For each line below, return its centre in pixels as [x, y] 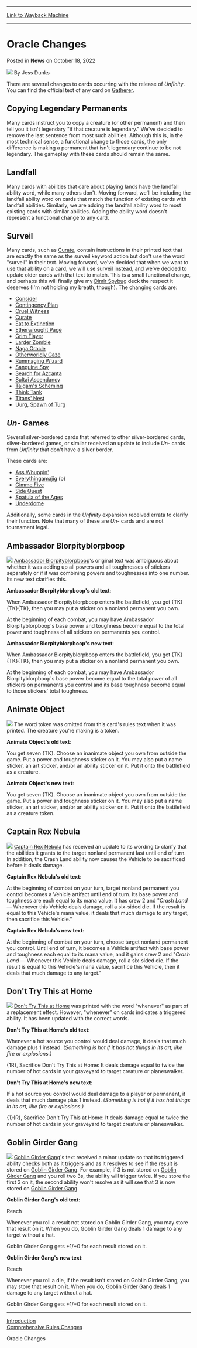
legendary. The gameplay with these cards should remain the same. [88, 154]
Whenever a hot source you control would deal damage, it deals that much [96, 1041]
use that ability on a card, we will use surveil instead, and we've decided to [97, 269]
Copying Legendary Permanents [67, 109]
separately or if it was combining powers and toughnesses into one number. [98, 573]
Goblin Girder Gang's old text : [44, 1200]
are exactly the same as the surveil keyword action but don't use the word [96, 256]
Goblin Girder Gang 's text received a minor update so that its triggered [98, 1158]
